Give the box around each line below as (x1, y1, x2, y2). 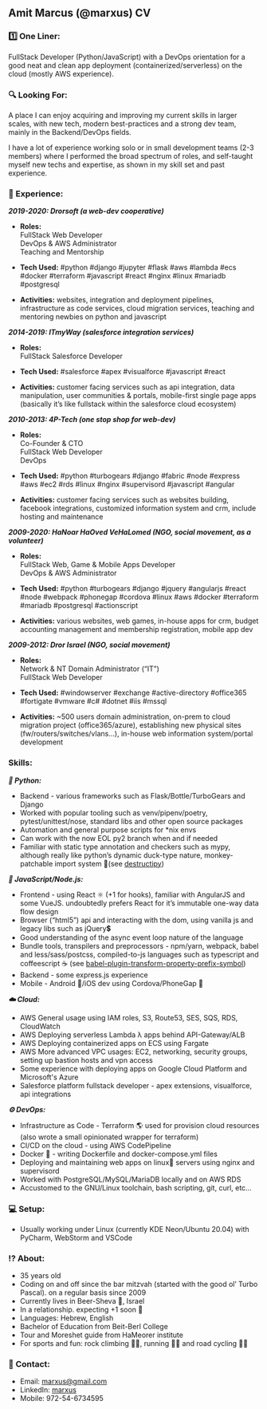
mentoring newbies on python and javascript (19, 312, 167, 322)
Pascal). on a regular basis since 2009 (19, 1288, 147, 1297)
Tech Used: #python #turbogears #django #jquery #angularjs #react (19, 584, 247, 594)
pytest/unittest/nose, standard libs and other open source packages (19, 816, 244, 826)
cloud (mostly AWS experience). (8, 69, 114, 78)
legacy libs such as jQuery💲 (19, 923, 112, 933)
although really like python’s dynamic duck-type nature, (19, 850, 203, 860)
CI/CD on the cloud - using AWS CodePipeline (19, 1140, 171, 1150)
